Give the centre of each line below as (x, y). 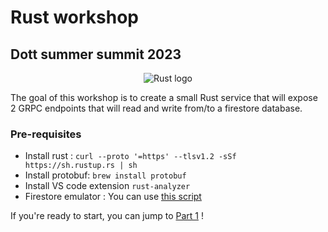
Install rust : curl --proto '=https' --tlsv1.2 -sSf (130, 156)
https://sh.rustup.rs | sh (81, 166)
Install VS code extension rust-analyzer (107, 186)
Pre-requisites (46, 134)
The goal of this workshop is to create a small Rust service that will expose (164, 97)
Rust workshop (74, 17)
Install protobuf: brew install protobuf (105, 175)
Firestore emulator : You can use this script (113, 197)
